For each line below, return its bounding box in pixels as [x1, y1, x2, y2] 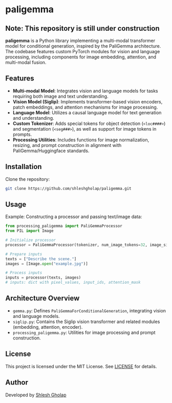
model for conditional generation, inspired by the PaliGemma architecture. [5, 43, 161, 49]
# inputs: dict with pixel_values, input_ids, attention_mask [5, 280, 141, 285]
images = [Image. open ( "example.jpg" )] [5, 261, 88, 266]
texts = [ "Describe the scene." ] [5, 256, 77, 262]
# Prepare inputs [5, 251, 42, 257]
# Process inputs [5, 270, 42, 275]
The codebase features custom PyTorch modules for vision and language [5, 49, 160, 54]
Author [5, 378, 28, 387]
